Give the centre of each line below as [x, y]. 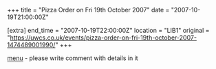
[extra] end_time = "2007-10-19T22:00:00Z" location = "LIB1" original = [108, 30]
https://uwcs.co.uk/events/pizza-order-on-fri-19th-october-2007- [104, 38]
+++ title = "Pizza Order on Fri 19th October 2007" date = [88, 10]
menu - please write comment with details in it [73, 58]
